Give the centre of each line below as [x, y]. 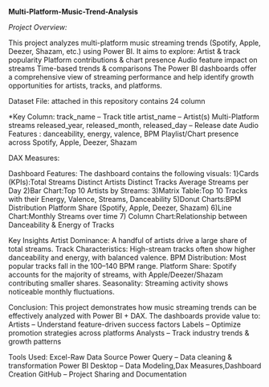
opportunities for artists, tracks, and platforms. [86, 85]
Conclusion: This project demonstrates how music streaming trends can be [132, 307]
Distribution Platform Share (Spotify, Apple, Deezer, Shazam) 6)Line [120, 208]
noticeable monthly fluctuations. [61, 292]
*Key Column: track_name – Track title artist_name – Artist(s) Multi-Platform [134, 117]
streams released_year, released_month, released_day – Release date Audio [134, 125]
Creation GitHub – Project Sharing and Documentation [98, 374]
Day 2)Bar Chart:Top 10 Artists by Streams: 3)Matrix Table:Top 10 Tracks [128, 191]
